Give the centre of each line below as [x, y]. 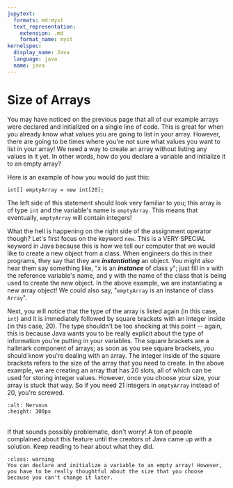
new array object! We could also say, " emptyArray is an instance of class [111, 290]
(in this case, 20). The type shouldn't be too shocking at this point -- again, [115, 326]
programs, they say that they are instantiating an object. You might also [111, 260]
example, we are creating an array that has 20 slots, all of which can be [110, 370]
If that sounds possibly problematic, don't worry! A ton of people [100, 432]
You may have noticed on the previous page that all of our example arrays [113, 119]
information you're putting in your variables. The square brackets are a [109, 340]
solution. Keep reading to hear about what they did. [81, 446]
